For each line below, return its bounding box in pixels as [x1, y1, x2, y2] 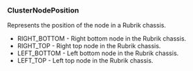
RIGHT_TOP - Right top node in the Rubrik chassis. [17, 42, 161, 50]
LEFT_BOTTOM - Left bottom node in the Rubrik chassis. [17, 49, 179, 57]
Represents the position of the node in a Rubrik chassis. [7, 21, 166, 30]
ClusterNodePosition [7, 6, 80, 15]
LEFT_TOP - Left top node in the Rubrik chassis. [17, 57, 154, 65]
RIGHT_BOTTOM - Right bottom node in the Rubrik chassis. [17, 34, 187, 43]
